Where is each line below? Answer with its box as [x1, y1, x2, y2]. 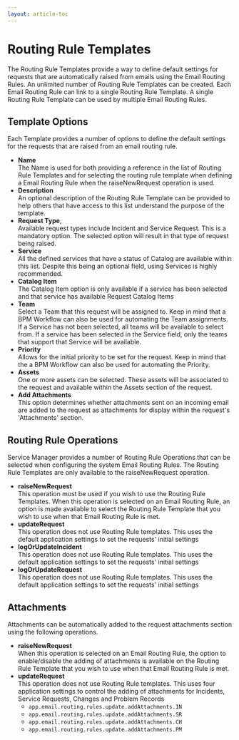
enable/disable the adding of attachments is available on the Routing [17, 657, 220, 665]
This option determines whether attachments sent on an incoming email [17, 399, 230, 407]
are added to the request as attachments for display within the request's [17, 406, 230, 414]
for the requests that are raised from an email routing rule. [7, 142, 178, 150]
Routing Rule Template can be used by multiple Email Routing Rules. [7, 95, 208, 103]
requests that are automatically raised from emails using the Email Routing [7, 72, 225, 81]
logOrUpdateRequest [17, 565, 83, 574]
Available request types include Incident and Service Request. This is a [17, 224, 226, 232]
